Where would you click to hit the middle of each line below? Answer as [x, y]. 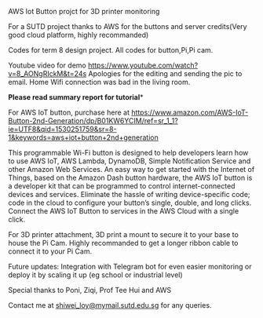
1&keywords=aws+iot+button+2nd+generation [83, 137]
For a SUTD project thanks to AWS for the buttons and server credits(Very [128, 26]
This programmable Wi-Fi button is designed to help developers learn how [128, 153]
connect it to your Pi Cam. [50, 251]
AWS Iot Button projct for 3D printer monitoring [84, 11]
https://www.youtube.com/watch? [143, 65]
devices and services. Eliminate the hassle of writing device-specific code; [129, 194]
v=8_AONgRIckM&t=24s [47, 73]
